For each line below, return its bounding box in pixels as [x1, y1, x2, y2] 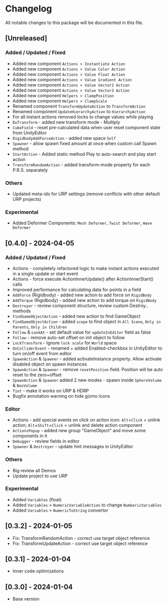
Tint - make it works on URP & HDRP [12, 388, 89, 394]
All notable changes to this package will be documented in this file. [5, 20, 143, 26]
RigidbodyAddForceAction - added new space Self [12, 135, 116, 141]
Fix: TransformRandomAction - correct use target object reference [12, 535, 150, 541]
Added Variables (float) [12, 496, 62, 502]
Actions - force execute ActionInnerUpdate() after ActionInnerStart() [12, 276, 154, 282]
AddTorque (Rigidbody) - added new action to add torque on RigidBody [12, 297, 157, 303]
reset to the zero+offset [12, 372, 62, 378]
